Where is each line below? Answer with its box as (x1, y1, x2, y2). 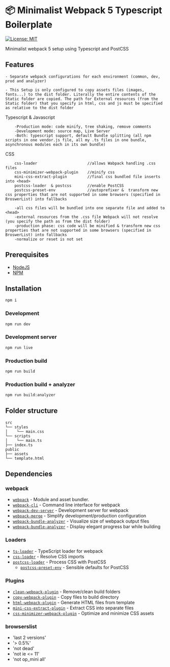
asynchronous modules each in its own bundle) (5, 142, 106, 147)
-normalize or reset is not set (14, 236, 83, 242)
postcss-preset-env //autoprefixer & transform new (14, 187, 158, 192)
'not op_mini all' (12, 656, 46, 662)
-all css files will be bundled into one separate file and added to (14, 205, 165, 210)
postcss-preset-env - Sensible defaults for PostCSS (20, 564, 129, 570)
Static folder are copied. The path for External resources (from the (5, 96, 158, 102)
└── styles (5, 425, 29, 430)
